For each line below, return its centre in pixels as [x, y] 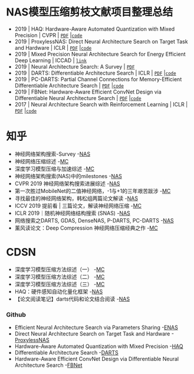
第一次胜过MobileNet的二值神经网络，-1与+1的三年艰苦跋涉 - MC [93, 191]
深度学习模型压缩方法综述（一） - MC [60, 269]
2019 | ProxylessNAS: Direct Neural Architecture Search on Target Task [101, 41]
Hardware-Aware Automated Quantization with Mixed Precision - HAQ [99, 346]
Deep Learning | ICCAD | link [51, 60]
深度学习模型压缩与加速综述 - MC [55, 169]
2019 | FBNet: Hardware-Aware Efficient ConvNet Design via [88, 92]
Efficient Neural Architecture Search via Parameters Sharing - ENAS [96, 328]
